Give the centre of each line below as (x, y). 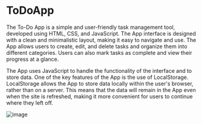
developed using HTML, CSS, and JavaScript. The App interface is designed (101, 33)
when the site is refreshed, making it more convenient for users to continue (99, 96)
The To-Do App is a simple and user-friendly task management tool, (91, 27)
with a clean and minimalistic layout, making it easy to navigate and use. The (101, 40)
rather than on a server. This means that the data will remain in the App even (101, 90)
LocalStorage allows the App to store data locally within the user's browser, (100, 83)
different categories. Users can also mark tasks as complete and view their (99, 52)
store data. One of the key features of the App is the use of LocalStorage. (97, 77)
